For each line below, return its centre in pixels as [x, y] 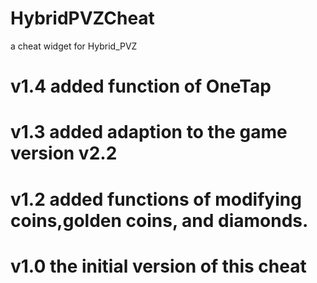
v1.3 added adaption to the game [149, 132]
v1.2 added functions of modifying [156, 199]
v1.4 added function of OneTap [141, 86]
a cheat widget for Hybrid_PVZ [74, 46]
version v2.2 [64, 153]
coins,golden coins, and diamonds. [159, 220]
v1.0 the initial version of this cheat [158, 266]
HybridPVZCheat [82, 18]
